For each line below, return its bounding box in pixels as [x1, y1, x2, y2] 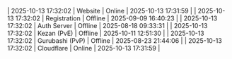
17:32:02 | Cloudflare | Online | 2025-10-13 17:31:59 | [7, 44, 161, 52]
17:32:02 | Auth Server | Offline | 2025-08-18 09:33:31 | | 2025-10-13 [7, 22, 208, 29]
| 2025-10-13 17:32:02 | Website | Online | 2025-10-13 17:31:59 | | [7, 7, 197, 15]
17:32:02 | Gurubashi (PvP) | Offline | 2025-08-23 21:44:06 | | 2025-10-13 [7, 37, 223, 45]
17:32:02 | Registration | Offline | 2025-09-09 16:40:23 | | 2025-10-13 [15, 14, 218, 22]
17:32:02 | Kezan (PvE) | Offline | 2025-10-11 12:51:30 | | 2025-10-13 [7, 29, 205, 37]
